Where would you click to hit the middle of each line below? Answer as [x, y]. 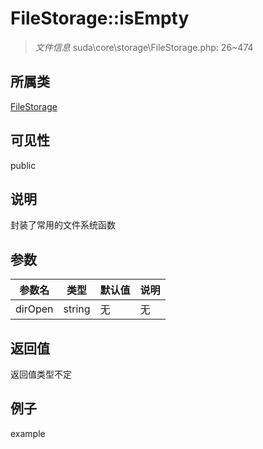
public [23, 165]
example [28, 433]
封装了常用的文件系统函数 [63, 225]
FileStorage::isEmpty [100, 18]
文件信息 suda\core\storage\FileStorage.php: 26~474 [144, 47]
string [77, 309]
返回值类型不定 [41, 374]
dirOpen [34, 309]
